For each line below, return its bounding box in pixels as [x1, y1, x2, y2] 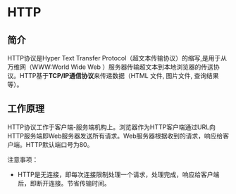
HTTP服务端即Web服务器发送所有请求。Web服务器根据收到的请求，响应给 [7, 131, 223, 140]
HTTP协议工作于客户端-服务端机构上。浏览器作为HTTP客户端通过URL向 [7, 122, 216, 131]
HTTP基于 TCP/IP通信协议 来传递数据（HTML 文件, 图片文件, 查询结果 [19, 72, 220, 79]
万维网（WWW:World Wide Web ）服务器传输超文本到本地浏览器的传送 [7, 63, 213, 71]
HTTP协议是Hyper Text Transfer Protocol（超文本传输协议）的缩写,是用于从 [7, 54, 228, 62]
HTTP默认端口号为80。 [25, 140, 94, 148]
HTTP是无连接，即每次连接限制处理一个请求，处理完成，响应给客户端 [17, 170, 220, 179]
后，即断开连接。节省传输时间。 [17, 179, 111, 187]
